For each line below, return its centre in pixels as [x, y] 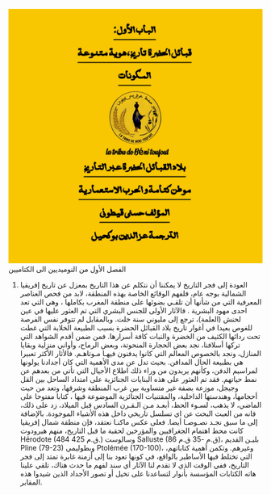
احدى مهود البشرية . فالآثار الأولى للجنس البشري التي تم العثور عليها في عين [133, 310]
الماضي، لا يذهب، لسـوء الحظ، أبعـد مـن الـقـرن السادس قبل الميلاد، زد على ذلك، [141, 405]
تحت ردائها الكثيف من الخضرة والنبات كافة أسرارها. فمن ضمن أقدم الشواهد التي [140, 336]
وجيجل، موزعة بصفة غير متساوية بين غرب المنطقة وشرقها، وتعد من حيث [129, 388]
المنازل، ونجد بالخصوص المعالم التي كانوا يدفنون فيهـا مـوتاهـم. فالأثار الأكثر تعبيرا [141, 353]
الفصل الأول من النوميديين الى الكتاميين [67, 269]
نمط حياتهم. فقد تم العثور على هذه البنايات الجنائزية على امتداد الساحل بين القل [138, 379]
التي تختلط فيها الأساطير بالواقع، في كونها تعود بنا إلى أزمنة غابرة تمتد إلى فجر [136, 456]
